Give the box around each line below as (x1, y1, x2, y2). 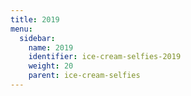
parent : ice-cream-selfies (28, 71, 141, 81)
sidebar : (19, 33, 56, 43)
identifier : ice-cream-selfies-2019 (28, 52, 182, 62)
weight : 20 (28, 61, 74, 71)
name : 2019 (28, 42, 74, 53)
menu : (10, 24, 33, 34)
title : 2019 (10, 14, 60, 25)
